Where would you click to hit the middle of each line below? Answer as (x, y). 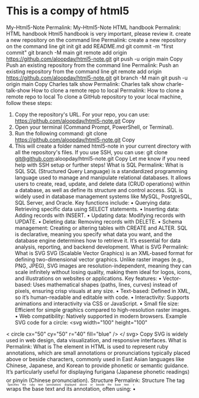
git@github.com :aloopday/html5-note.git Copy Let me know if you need (102, 158)
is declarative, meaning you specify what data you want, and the (93, 234)
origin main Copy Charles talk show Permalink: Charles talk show (86, 84)
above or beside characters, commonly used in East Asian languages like (95, 359)
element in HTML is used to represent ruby (116, 346)
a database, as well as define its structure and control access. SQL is (99, 190)
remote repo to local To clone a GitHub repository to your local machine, (94, 97)
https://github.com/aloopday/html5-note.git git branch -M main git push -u (97, 78)
